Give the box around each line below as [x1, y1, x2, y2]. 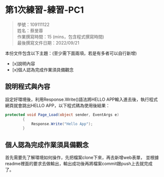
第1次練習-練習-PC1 [5, 4, 84, 16]
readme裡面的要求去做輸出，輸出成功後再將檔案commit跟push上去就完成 [5, 161, 153, 167]
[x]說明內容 [12, 61, 35, 66]
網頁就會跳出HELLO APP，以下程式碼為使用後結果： [5, 102, 110, 108]
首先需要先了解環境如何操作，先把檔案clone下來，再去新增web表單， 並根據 [5, 155, 159, 160]
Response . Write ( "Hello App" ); [31, 121, 93, 126]
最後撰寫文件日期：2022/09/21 [17, 40, 80, 45]
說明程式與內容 [5, 83, 50, 91]
